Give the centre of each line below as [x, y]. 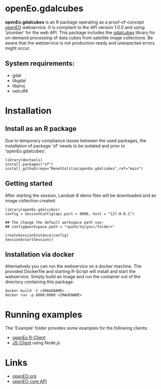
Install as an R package [41, 129]
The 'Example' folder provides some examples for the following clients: [77, 328]
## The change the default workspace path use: [55, 222]
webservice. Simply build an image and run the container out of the [73, 277]
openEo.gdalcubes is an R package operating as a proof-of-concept [75, 22]
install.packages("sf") [29, 164]
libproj [19, 86]
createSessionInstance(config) [37, 235]
